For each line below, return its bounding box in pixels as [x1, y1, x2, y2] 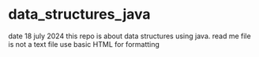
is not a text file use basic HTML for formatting [8, 39, 160, 48]
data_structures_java [8, 5, 152, 23]
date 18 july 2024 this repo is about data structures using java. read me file [8, 31, 251, 41]
